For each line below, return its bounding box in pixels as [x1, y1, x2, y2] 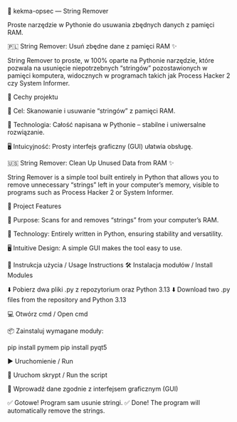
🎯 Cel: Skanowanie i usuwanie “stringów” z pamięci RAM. [7, 107, 176, 115]
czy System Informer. [7, 79, 70, 87]
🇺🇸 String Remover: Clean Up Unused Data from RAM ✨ [7, 159, 174, 167]
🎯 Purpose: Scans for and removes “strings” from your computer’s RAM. [7, 216, 219, 224]
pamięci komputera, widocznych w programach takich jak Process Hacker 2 [7, 71, 231, 80]
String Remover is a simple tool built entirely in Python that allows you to [7, 173, 219, 181]
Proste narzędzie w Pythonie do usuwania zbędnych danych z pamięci [7, 21, 215, 29]
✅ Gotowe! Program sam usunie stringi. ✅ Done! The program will [7, 398, 201, 406]
